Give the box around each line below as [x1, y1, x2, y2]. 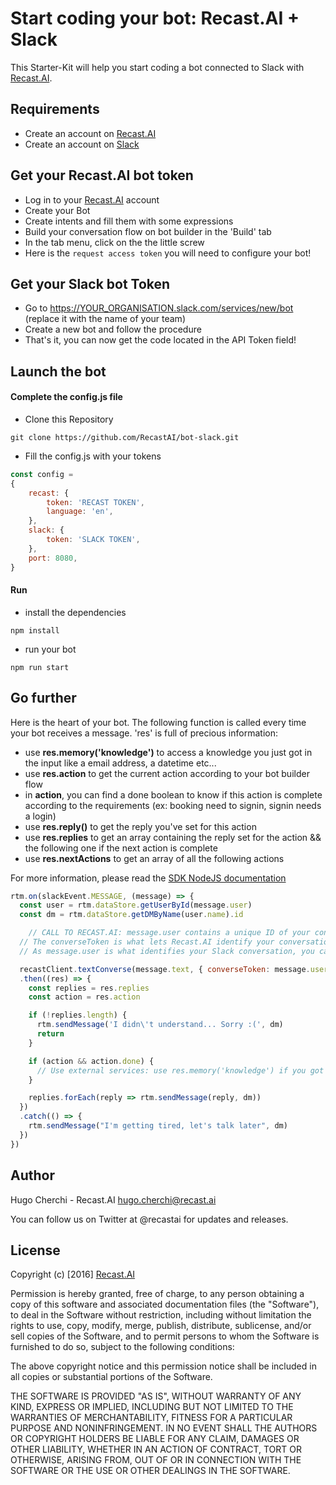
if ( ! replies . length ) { [28, 1010, 128, 1021]
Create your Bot [24, 204, 91, 216]
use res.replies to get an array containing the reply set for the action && [24, 831, 322, 843]
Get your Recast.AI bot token [10, 167, 194, 184]
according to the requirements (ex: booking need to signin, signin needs [24, 799, 322, 811]
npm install [10, 625, 60, 636]
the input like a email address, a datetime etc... [24, 757, 217, 769]
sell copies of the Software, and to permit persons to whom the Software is [10, 1330, 320, 1342]
